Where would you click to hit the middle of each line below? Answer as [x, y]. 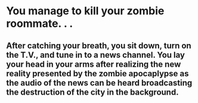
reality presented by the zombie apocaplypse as [98, 74]
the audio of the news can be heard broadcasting [99, 82]
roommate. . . [40, 24]
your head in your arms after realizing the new [94, 64]
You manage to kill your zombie [85, 11]
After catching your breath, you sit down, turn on [99, 46]
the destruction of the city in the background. [92, 92]
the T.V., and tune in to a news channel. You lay [96, 55]
